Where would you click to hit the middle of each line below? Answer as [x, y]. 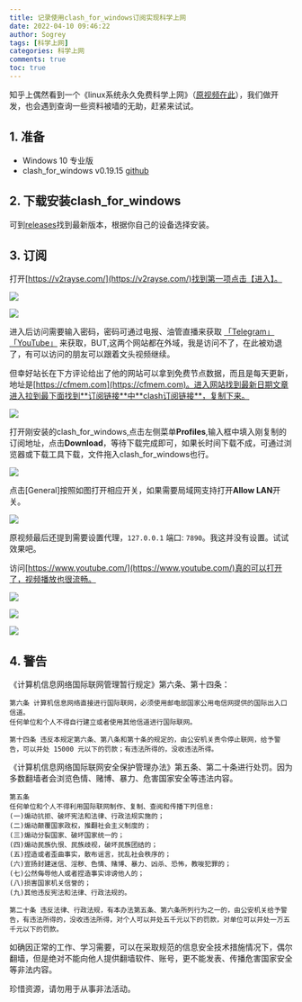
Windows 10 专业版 [58, 160]
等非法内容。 [33, 970]
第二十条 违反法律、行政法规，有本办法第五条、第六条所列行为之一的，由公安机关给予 [145, 910]
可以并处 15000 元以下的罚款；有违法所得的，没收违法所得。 [120, 749]
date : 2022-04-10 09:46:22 [60, 26]
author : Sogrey [38, 34]
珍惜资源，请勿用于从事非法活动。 [72, 989]
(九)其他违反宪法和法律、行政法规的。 [71, 893]
